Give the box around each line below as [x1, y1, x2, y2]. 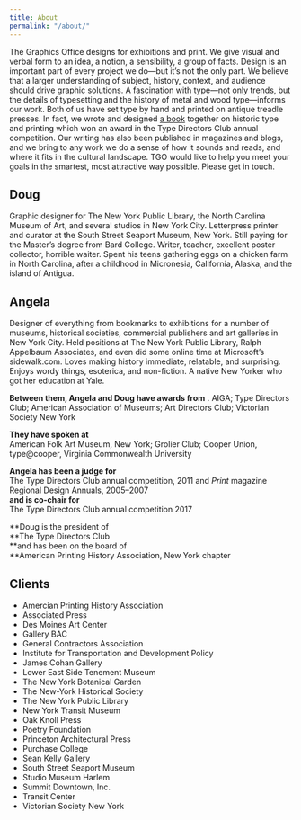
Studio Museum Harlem [22, 771, 111, 782]
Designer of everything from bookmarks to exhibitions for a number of [9, 318, 270, 329]
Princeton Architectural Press [22, 734, 132, 744]
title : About [9, 13, 58, 22]
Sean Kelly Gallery [22, 753, 91, 763]
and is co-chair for [9, 495, 80, 505]
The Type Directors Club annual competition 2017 [9, 504, 193, 515]
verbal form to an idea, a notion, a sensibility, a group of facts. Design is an [9, 56, 287, 67]
